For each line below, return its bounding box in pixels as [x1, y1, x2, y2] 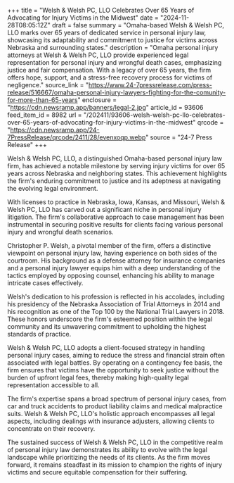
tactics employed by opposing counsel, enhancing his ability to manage [7, 271, 215, 280]
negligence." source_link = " [7, 81, 89, 89]
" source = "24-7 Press [145, 133, 213, 142]
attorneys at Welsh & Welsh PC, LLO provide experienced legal [7, 51, 189, 59]
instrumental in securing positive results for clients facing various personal [7, 220, 223, 228]
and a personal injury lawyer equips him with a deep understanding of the [7, 264, 221, 272]
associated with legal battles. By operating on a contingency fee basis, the [7, 358, 223, 367]
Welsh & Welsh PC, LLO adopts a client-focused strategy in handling [7, 344, 205, 351]
